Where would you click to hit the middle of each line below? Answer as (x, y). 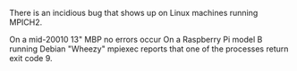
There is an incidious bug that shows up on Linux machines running (134, 13)
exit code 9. (31, 58)
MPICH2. (26, 22)
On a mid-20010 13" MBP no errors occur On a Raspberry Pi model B (136, 39)
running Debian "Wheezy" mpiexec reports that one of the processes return (149, 49)
